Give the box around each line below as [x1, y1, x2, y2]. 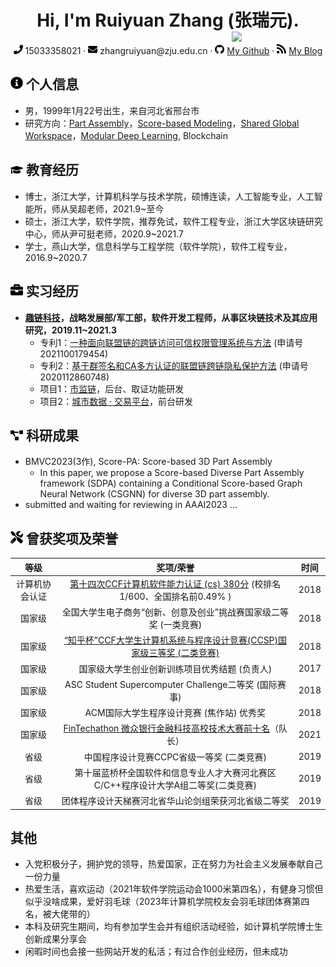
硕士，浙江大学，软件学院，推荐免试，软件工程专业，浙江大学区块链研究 [24, 215, 323, 227]
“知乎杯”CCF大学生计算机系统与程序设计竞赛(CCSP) [63, 634, 279, 646]
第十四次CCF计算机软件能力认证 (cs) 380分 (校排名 [69, 577, 282, 590]
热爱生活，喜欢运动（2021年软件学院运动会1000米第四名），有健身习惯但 [24, 883, 324, 895]
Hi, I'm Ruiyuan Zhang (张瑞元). [36, 9, 300, 32]
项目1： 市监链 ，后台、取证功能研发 [39, 382, 185, 395]
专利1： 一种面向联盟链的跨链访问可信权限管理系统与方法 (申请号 [39, 336, 304, 348]
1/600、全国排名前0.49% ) [119, 590, 232, 602]
